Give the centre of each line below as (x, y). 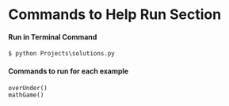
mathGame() (26, 95)
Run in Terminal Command (53, 36)
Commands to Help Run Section (115, 15)
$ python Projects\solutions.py (61, 54)
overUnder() (28, 88)
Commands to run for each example (69, 71)
